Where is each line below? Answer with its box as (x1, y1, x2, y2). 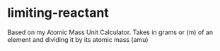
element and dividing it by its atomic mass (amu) (7, 35, 149, 43)
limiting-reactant (7, 5, 110, 21)
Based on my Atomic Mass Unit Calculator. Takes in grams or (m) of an (7, 28, 214, 36)
